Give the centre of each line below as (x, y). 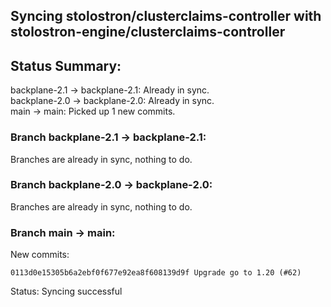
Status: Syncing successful (66, 291)
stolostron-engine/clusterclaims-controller (148, 32)
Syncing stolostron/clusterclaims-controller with (166, 16)
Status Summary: (66, 65)
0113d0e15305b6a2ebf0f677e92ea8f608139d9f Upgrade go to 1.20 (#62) (156, 273)
